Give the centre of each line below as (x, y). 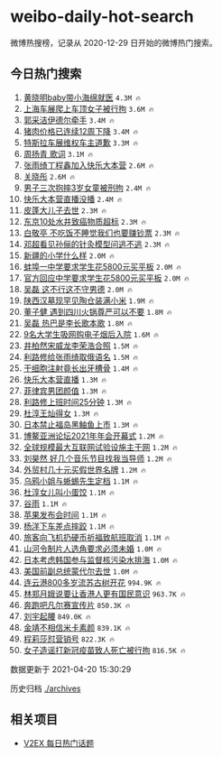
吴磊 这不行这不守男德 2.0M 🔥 (78, 289)
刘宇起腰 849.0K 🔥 (57, 616)
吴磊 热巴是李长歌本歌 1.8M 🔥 (78, 323)
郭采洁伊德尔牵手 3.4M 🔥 (69, 120)
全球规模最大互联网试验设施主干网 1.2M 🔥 (101, 447)
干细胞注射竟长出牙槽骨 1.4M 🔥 (81, 368)
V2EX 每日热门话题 (58, 743)
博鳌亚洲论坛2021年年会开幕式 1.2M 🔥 (93, 436)
